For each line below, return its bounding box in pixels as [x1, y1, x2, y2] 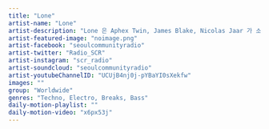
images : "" [8, 79, 45, 87]
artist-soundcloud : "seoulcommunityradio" [8, 64, 152, 72]
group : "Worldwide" [8, 86, 74, 95]
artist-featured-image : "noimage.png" [8, 34, 138, 42]
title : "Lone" [8, 11, 56, 20]
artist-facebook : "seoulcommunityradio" [8, 42, 146, 50]
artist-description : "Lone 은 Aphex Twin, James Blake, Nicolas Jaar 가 [8, 26, 253, 34]
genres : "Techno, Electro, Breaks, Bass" [8, 94, 149, 102]
